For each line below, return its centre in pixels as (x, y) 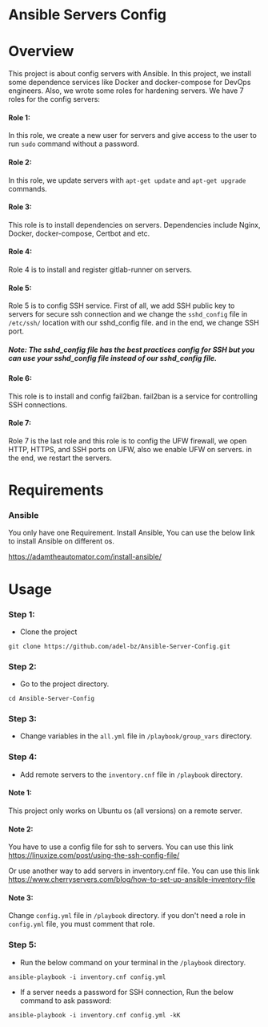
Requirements (56, 490)
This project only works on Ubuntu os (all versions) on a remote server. (125, 811)
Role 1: (19, 117)
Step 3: (23, 719)
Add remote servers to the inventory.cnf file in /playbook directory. (131, 774)
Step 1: (22, 614)
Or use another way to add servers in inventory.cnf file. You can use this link (134, 871)
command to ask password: (66, 1001)
